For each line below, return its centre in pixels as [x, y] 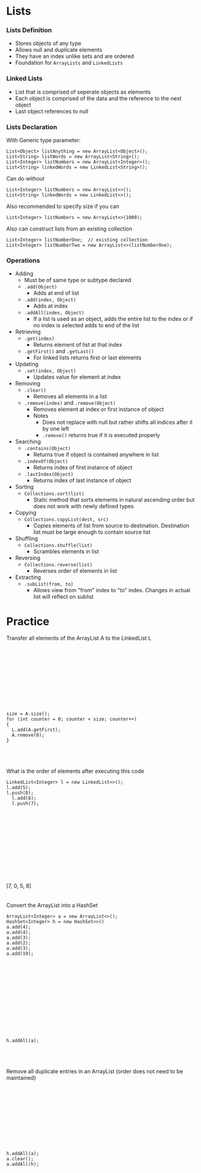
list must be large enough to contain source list [92, 532]
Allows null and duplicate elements [59, 50]
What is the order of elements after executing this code [75, 771]
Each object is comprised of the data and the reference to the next [98, 98]
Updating [27, 364]
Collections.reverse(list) [58, 565]
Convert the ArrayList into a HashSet [52, 905]
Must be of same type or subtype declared [78, 280]
